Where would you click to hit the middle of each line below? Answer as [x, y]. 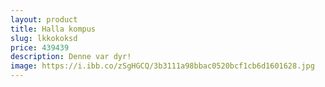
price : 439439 [40, 47]
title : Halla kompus [53, 29]
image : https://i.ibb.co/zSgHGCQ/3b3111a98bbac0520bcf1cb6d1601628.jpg [162, 66]
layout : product [44, 19]
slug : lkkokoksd [44, 38]
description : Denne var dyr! [71, 57]
